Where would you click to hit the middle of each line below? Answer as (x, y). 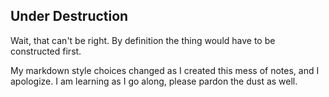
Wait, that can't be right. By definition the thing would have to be (143, 40)
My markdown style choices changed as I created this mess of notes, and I (165, 70)
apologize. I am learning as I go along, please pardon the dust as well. (154, 81)
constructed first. (46, 51)
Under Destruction (69, 16)
